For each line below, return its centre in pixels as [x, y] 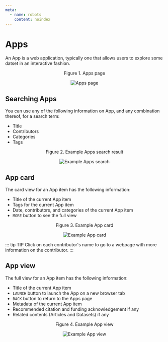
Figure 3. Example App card [85, 225]
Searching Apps [31, 99]
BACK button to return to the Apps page [52, 298]
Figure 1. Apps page [85, 73]
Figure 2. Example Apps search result [85, 152]
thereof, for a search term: [32, 116]
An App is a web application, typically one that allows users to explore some [84, 58]
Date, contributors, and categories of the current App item [73, 210]
